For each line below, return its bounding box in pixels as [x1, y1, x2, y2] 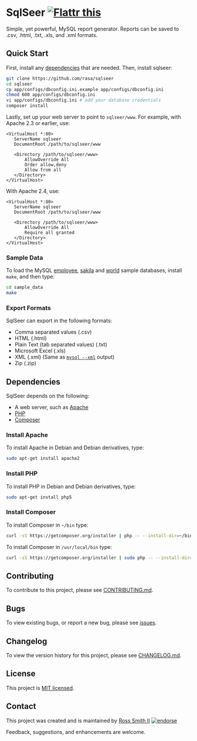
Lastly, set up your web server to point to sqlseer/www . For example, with [6, 113, 181, 120]
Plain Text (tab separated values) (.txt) [14, 341, 107, 348]
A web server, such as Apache [14, 404, 89, 411]
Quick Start [6, 49, 49, 59]
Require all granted [24, 230, 75, 235]
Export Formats [6, 304, 52, 312]
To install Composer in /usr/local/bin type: [6, 543, 113, 550]
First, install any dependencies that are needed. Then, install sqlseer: [6, 64, 172, 71]
